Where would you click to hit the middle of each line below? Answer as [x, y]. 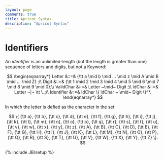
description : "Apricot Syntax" [37, 23]
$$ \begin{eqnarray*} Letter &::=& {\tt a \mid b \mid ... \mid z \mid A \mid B [83, 77]
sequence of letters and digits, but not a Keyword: [56, 67]
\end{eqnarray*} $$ [83, 97]
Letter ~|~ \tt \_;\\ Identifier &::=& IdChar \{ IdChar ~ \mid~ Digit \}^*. [83, 92]
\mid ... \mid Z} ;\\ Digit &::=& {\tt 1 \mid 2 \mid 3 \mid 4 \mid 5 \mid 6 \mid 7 [83, 81]
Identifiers [27, 48]
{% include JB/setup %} [30, 152]
